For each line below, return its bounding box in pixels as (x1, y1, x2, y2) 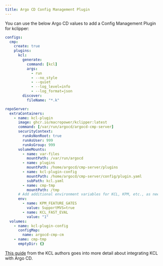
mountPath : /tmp (26, 187, 60, 192)
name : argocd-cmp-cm (22, 233, 64, 237)
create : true (14, 44, 40, 49)
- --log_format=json (31, 89, 73, 94)
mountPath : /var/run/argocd (26, 156, 83, 161)
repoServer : (5, 106, 29, 111)
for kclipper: (5, 25, 30, 31)
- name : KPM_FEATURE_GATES (22, 201, 77, 206)
